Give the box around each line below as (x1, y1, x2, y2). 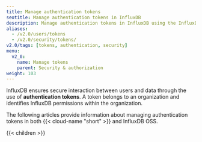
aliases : (6, 25, 28, 32)
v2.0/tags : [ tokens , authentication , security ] (6, 43, 128, 49)
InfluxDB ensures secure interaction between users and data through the (6, 87, 186, 94)
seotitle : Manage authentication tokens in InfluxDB (6, 14, 141, 20)
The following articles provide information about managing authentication (6, 111, 188, 119)
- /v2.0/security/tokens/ (11, 37, 77, 43)
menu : (6, 48, 20, 54)
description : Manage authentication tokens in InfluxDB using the (6, 20, 176, 26)
